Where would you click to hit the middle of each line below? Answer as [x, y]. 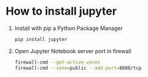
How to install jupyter [61, 11]
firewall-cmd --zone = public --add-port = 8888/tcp [78, 68]
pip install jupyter [41, 39]
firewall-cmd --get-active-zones [57, 62]
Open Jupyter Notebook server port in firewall [73, 51]
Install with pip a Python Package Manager [69, 28]
